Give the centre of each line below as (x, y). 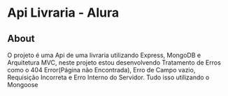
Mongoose (23, 85)
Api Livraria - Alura (63, 13)
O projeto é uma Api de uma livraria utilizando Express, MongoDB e (104, 55)
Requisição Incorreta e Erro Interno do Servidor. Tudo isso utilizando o (108, 77)
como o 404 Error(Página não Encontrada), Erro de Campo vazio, (101, 70)
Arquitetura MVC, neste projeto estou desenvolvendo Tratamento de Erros (114, 63)
